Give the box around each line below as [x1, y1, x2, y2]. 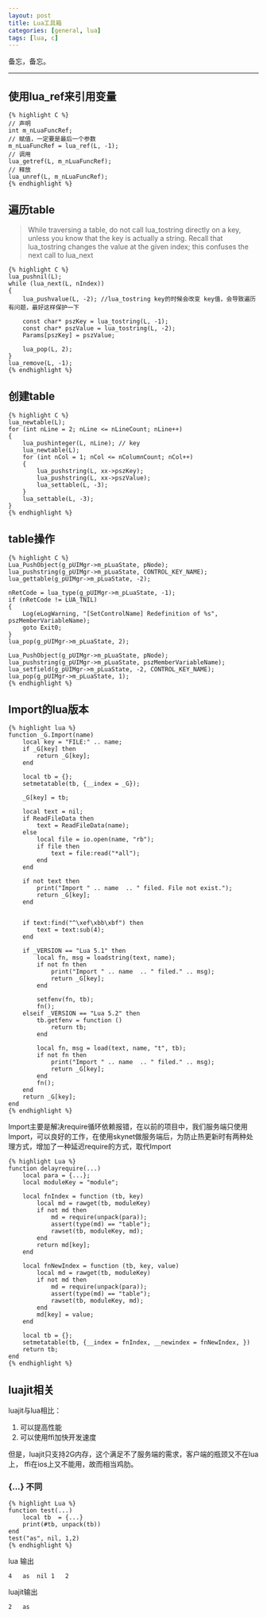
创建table [8, 390, 56, 403]
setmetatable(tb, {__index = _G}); [22, 780, 141, 788]
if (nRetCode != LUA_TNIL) [8, 596, 98, 604]
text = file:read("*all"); [50, 849, 141, 857]
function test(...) [8, 1506, 73, 1515]
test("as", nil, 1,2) [8, 1534, 80, 1543]
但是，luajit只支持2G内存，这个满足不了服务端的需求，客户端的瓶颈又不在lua [8, 1449, 259, 1460]
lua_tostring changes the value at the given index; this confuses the [27, 242, 249, 251]
